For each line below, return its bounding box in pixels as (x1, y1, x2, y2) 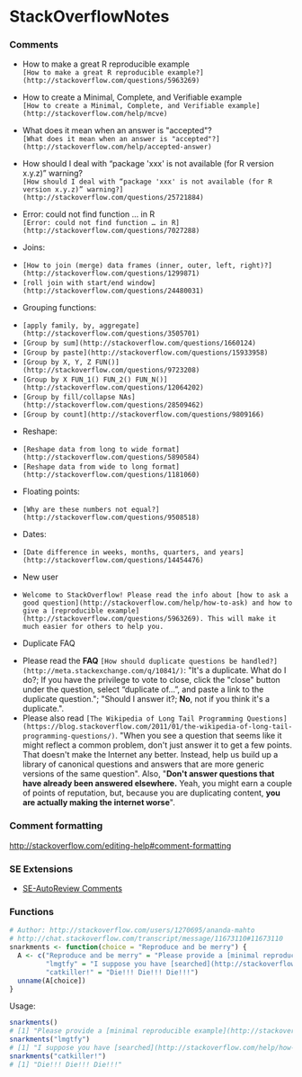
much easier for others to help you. (22, 623, 164, 632)
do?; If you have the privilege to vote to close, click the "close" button (22, 675, 280, 686)
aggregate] (98, 321, 140, 330)
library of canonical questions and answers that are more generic (22, 758, 265, 770)
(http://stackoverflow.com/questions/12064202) (22, 383, 204, 392)
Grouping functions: (22, 302, 97, 313)
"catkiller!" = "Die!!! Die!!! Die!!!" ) (45, 967, 200, 977)
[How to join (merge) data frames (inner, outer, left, (22, 261, 236, 271)
